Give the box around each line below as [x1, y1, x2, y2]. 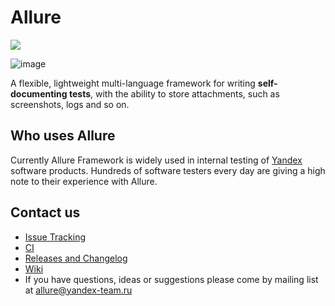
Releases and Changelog [24, 252, 128, 264]
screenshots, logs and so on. [10, 98, 130, 110]
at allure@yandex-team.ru [24, 284, 133, 296]
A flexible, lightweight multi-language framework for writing [10, 77, 256, 89]
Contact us [10, 204, 81, 221]
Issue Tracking [24, 231, 87, 243]
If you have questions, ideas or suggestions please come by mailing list [24, 273, 319, 285]
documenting [10, 87, 68, 100]
